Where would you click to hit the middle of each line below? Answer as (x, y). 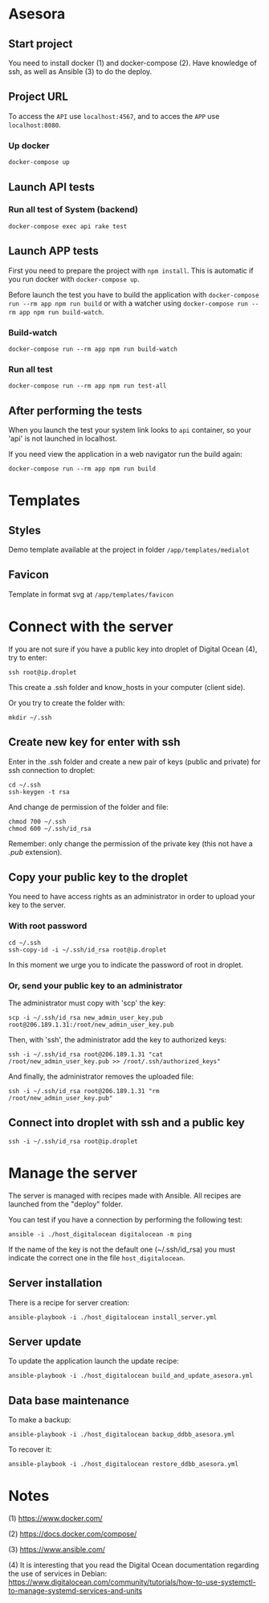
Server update (45, 1341)
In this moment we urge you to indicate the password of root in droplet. (126, 964)
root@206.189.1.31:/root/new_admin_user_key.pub (91, 1025)
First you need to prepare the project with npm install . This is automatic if (131, 270)
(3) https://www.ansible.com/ (57, 1550)
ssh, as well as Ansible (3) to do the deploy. (80, 72)
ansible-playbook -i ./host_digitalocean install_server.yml (113, 1317)
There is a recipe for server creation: (69, 1302)
